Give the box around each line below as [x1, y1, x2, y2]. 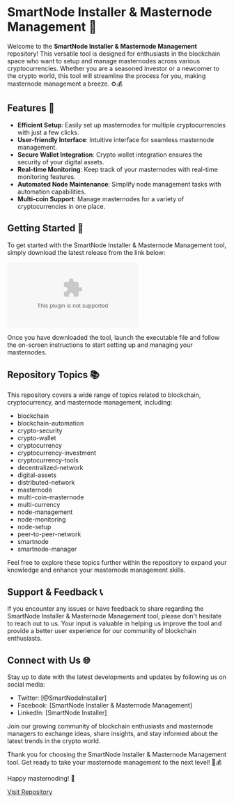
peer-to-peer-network [17, 530, 81, 538]
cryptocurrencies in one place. [17, 202, 106, 210]
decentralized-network [17, 464, 84, 472]
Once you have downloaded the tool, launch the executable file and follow [7, 333, 220, 341]
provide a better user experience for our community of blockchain [7, 627, 196, 635]
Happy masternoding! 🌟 [7, 774, 75, 782]
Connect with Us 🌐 [7, 654, 91, 666]
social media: [7, 680, 45, 688]
